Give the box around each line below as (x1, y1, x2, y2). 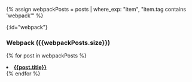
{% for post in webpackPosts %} (6, 52, 87, 59)
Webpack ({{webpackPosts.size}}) (6, 38, 111, 47)
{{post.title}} (14, 63, 47, 71)
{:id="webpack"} (6, 24, 48, 31)
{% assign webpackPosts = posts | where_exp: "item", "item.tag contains (6, 6, 187, 13)
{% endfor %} (6, 70, 41, 77)
